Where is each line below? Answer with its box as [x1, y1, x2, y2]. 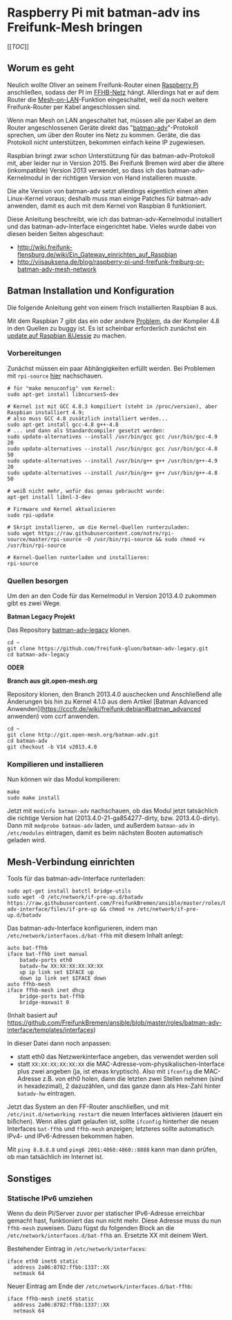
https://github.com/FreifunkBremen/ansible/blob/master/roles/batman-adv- [7, 1018, 222, 1027]
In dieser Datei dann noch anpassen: [7, 1039, 112, 1047]
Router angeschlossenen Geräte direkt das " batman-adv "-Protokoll [7, 123, 199, 132]
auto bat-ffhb [7, 944, 48, 952]
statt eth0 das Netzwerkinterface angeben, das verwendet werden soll [17, 1053, 219, 1061]
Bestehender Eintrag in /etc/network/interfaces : [7, 1244, 147, 1252]
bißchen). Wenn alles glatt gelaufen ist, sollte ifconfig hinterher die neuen [7, 1117, 219, 1126]
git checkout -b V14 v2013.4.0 [7, 744, 97, 750]
